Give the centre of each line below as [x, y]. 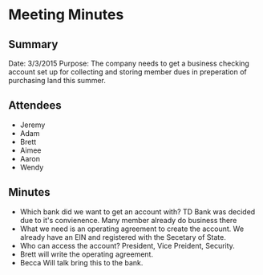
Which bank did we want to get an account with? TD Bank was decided [138, 211]
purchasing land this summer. [57, 80]
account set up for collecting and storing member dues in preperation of [127, 72]
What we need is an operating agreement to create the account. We [132, 229]
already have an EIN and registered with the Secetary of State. [123, 237]
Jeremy [32, 125]
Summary [33, 44]
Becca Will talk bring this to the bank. [81, 262]
